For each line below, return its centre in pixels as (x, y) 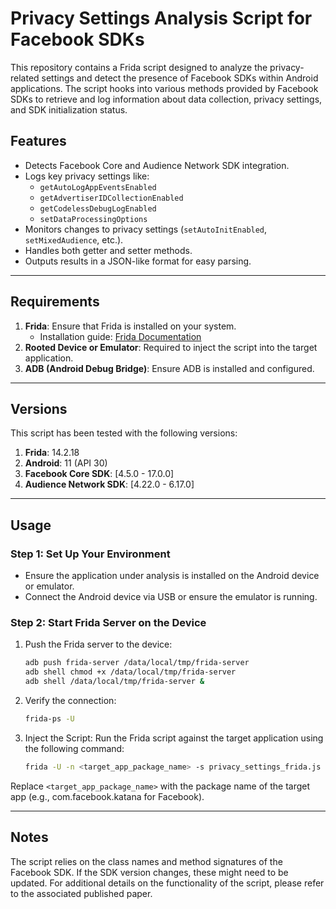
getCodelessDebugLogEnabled (98, 208)
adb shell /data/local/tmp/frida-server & (114, 682)
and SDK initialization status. (69, 109)
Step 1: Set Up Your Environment (90, 554)
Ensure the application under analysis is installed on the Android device (172, 576)
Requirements (55, 302)
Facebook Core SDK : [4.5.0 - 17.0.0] (99, 474)
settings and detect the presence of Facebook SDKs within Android (180, 78)
